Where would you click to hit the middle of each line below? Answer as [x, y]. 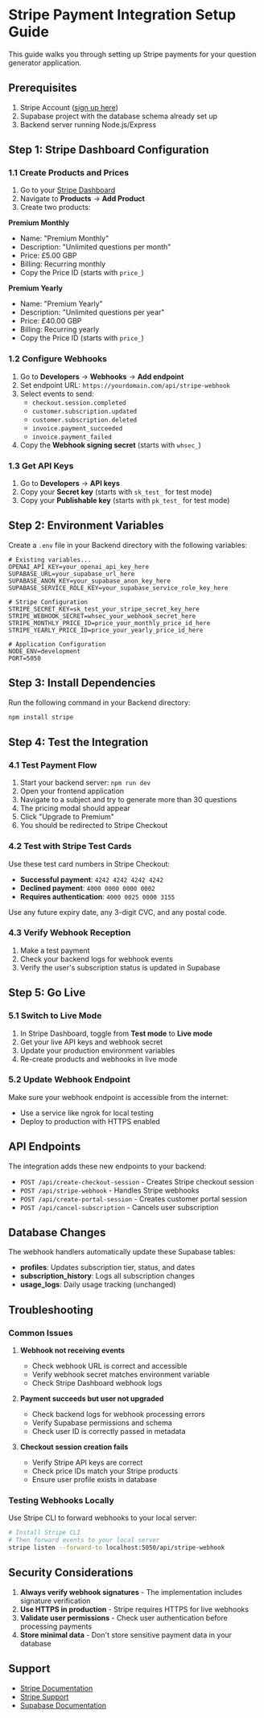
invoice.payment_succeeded [77, 428]
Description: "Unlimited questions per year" [92, 312]
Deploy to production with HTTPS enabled [90, 1121]
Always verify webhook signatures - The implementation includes [131, 1592]
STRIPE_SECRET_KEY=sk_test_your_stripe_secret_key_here [104, 609]
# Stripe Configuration [48, 602]
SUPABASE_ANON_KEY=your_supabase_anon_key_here [90, 581]
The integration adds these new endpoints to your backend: [107, 1166]
